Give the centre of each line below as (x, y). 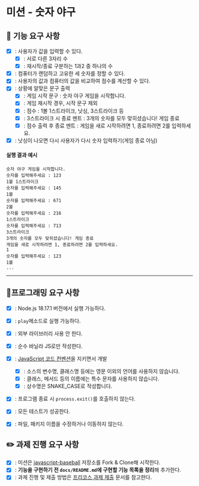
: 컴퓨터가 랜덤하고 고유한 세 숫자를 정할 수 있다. (70, 73)
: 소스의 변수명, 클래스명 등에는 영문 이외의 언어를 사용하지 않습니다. (102, 372)
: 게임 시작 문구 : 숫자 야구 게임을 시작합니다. (75, 96)
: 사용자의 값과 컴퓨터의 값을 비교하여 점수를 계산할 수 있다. (83, 81)
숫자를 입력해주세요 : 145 (34, 188)
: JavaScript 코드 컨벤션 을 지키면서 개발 (61, 359)
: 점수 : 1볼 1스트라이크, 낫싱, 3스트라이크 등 (74, 111)
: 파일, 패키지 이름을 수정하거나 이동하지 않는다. (69, 424)
